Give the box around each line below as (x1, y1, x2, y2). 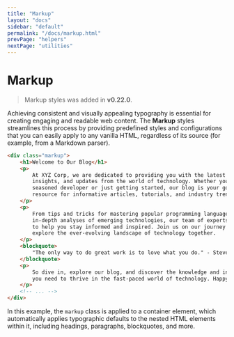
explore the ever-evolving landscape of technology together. (32, 230, 217, 237)
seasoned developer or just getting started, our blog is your (32, 185, 219, 191)
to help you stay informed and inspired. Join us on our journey (32, 224, 226, 230)
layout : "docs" (7, 17, 52, 24)
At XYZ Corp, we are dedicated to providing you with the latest (32, 171, 226, 178)
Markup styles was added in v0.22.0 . (24, 95, 132, 104)
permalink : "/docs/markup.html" (7, 29, 101, 37)
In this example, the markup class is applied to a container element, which (7, 307, 217, 315)
